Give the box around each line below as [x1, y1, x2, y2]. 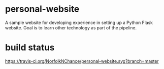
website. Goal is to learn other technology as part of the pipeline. [5, 24, 137, 30]
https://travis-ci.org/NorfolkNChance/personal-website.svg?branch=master [5, 58, 159, 64]
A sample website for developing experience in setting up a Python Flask [5, 20, 153, 25]
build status [5, 42, 55, 53]
